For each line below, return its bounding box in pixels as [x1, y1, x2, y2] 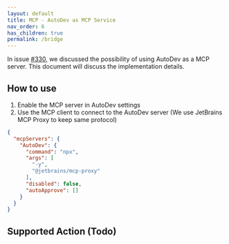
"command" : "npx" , [25, 148, 79, 155]
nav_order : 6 [7, 23, 45, 30]
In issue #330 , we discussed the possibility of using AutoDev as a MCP [7, 55, 210, 63]
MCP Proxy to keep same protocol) [17, 115, 118, 123]
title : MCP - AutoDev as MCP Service [7, 17, 116, 24]
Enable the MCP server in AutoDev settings [17, 101, 140, 109]
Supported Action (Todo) [7, 225, 117, 237]
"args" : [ [25, 155, 54, 162]
